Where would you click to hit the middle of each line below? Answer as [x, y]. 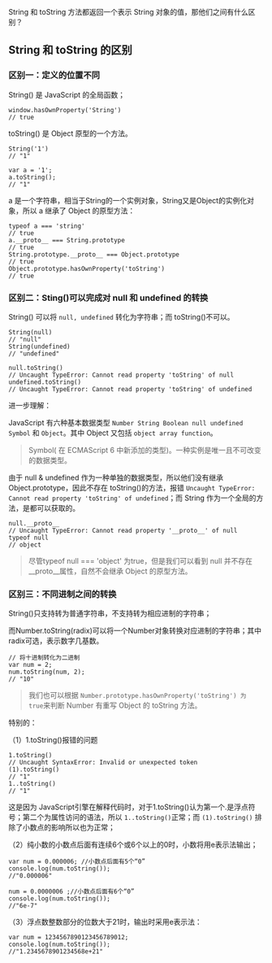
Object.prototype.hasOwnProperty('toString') [86, 268]
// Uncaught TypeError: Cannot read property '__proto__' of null [123, 530]
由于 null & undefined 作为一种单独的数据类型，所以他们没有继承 [116, 477]
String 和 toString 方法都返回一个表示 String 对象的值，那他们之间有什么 [129, 12]
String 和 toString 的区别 [70, 50]
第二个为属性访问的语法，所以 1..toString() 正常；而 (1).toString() [138, 817]
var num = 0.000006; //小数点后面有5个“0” [77, 862]
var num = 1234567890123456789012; [69, 938]
